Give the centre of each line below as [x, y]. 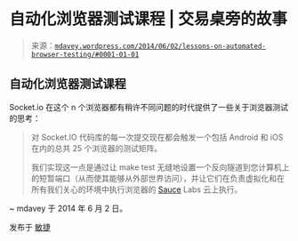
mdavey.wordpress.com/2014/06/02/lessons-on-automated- [161, 46]
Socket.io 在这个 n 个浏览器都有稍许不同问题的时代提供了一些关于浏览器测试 [149, 107]
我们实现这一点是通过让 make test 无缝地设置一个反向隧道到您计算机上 [160, 167]
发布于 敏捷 [30, 227]
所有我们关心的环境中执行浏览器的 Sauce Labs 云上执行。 [137, 189]
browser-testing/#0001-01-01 [85, 54]
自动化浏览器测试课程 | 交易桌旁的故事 [148, 19]
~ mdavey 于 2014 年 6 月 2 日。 [68, 208]
